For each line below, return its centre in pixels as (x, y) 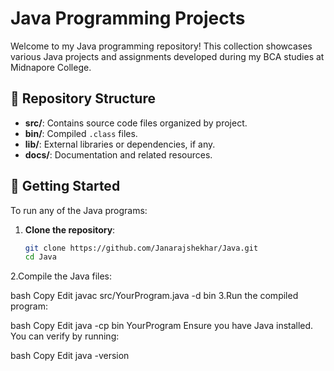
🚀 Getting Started (65, 186)
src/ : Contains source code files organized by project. (136, 123)
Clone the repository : (70, 229)
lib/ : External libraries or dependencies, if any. (120, 144)
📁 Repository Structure (83, 98)
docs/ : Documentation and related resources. (118, 154)
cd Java (40, 257)
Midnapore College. (51, 67)
